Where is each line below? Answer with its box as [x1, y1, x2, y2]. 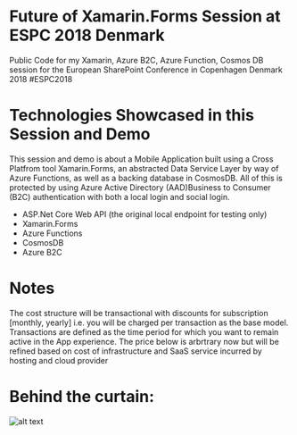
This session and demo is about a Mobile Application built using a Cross [9, 154, 274, 164]
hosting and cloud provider [9, 355, 109, 365]
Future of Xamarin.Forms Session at [9, 6, 281, 27]
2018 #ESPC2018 [9, 73, 73, 84]
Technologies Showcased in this [9, 105, 255, 126]
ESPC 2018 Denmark [9, 25, 165, 46]
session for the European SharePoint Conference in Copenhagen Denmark [9, 64, 284, 75]
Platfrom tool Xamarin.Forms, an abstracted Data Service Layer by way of [9, 163, 279, 173]
